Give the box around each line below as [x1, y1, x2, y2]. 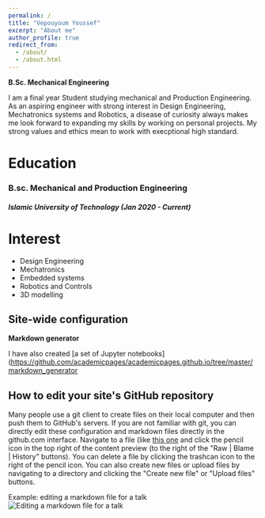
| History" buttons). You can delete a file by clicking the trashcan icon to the [8, 452, 256, 462]
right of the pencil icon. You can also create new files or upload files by [8, 460, 240, 470]
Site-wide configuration [8, 312, 129, 326]
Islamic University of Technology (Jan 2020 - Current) [8, 202, 191, 211]
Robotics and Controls [19, 281, 93, 291]
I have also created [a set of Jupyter [8, 349, 127, 359]
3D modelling [19, 290, 63, 299]
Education [8, 154, 77, 173]
